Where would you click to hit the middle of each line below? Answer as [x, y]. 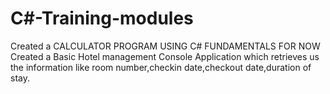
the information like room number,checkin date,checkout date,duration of [161, 67]
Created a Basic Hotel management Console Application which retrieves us [165, 56]
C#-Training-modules [102, 18]
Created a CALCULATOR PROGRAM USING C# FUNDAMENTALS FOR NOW [165, 46]
